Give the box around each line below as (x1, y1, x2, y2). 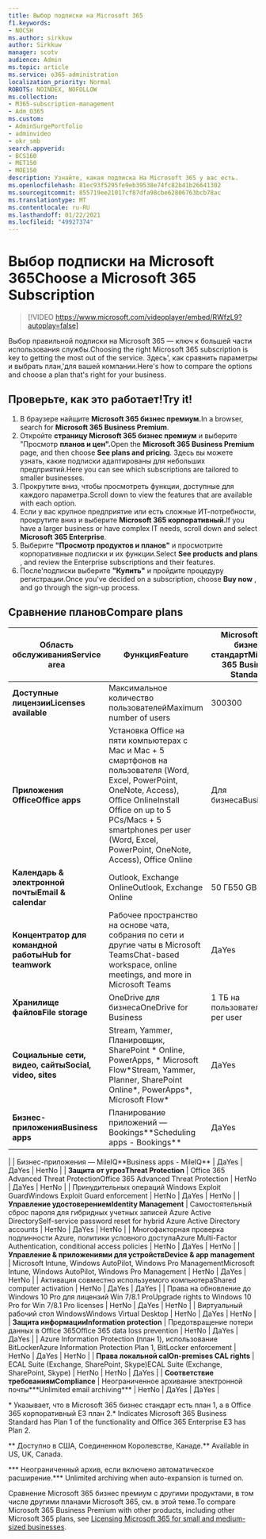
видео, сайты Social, (12, 1059, 92, 1070)
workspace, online (108, 959, 177, 970)
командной (12, 939, 58, 950)
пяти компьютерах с (108, 735, 188, 746)
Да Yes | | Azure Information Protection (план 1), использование (8, 1334, 218, 1344)
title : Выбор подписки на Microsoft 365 (8, 11, 144, 20)
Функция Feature (123, 648, 189, 660)
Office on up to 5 (108, 804, 172, 815)
